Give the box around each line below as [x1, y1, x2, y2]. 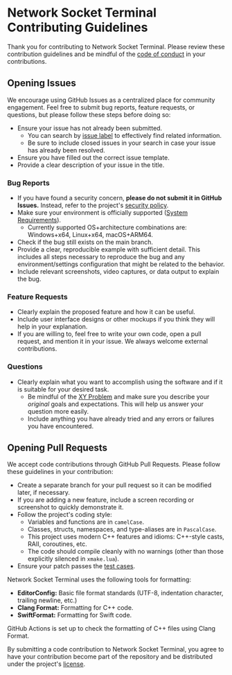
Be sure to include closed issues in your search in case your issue [27, 139, 216, 147]
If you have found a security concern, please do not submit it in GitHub [17, 194, 222, 202]
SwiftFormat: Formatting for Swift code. [17, 611, 132, 620]
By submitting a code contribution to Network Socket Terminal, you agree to [7, 645, 224, 654]
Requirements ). [17, 216, 61, 225]
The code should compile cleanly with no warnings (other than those [27, 547, 224, 556]
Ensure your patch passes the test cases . [17, 562, 136, 570]
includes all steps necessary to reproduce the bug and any [17, 253, 185, 261]
